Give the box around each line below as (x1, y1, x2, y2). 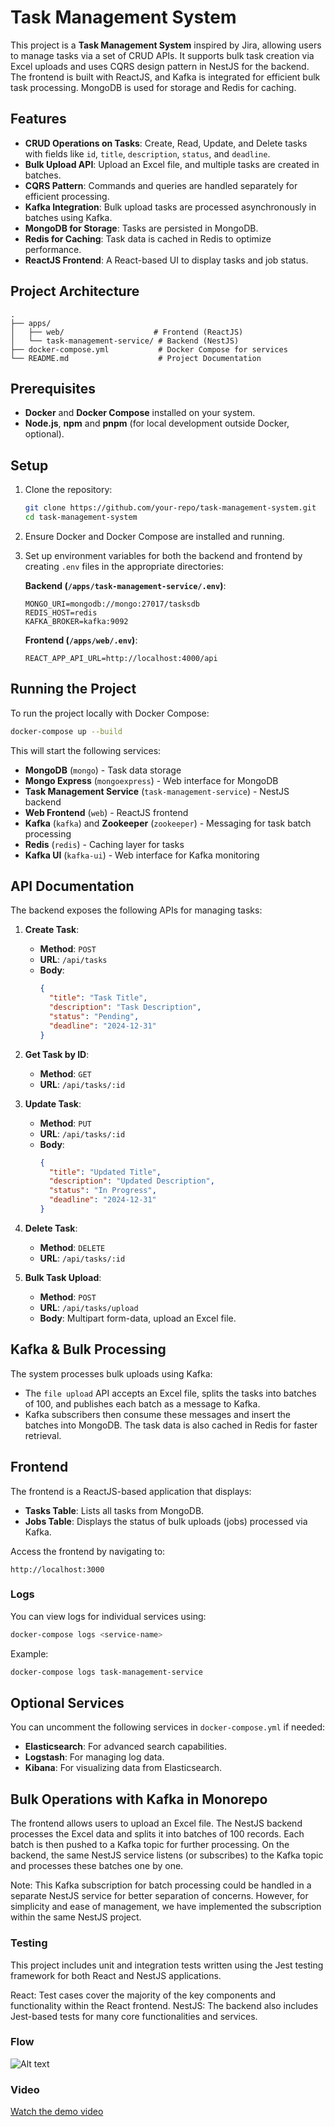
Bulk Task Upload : (24, 1271, 102, 1283)
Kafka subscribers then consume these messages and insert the (24, 1408, 291, 1420)
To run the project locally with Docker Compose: (10, 707, 210, 719)
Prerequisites (10, 380, 96, 397)
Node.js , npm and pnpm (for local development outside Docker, (24, 417, 290, 430)
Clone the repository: (24, 484, 113, 496)
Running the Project (10, 681, 137, 698)
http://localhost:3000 (10, 1564, 105, 1575)
